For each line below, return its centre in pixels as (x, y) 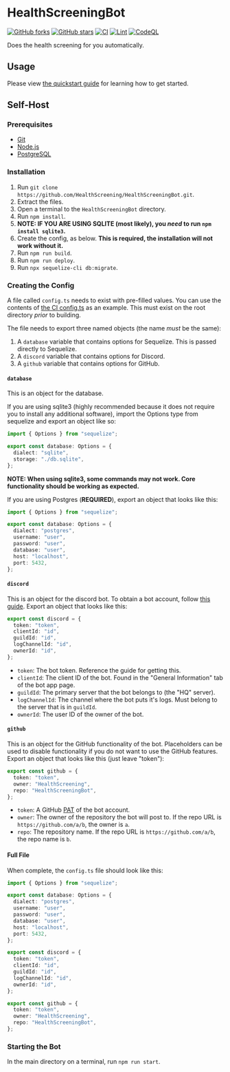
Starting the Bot (34, 1047)
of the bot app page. (46, 685)
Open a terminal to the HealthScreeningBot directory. (91, 209)
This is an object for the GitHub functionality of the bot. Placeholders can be (115, 744)
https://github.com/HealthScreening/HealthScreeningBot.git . (105, 194)
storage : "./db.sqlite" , (49, 459)
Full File (18, 854)
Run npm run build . (44, 253)
